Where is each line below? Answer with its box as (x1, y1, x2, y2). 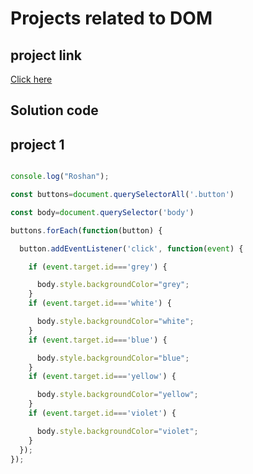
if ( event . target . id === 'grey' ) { (28, 262, 168, 272)
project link (10, 47, 83, 64)
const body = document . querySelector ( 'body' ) (10, 207, 195, 217)
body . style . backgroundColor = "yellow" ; (36, 390, 199, 400)
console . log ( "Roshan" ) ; (10, 172, 110, 182)
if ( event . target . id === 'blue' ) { (28, 335, 168, 345)
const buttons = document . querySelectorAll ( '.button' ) (10, 190, 235, 200)
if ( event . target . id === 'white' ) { (28, 298, 172, 309)
